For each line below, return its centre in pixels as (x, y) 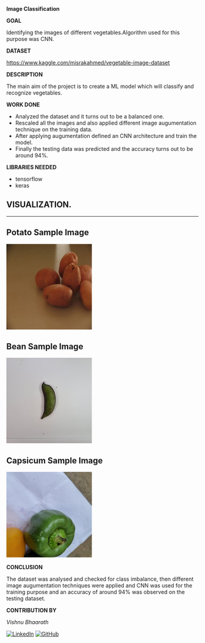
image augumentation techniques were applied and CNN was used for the (99, 586)
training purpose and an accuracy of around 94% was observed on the (95, 592)
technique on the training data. (54, 129)
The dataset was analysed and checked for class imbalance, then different (100, 579)
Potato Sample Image (48, 232)
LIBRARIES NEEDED (31, 167)
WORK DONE (23, 104)
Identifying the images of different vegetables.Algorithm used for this (93, 32)
